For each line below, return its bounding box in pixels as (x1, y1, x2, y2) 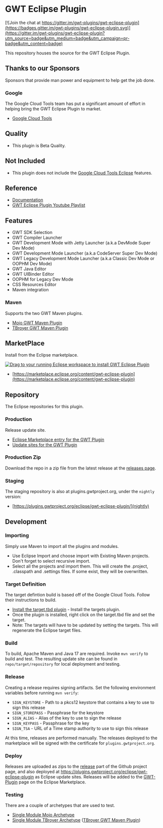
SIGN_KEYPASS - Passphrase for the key (12, 720, 89, 726)
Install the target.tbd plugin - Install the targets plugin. (12, 607, 121, 613)
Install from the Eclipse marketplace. (5, 352, 79, 358)
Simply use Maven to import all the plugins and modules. (5, 543, 119, 549)
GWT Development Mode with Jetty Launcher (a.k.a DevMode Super (12, 240, 151, 246)
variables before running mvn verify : (5, 690, 79, 696)
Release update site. (5, 427, 46, 433)
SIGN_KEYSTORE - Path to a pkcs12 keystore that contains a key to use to (12, 699, 155, 705)
